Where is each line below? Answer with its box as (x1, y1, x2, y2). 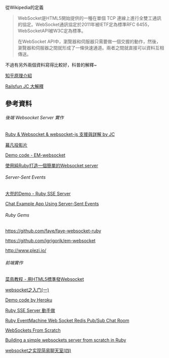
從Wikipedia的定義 (5, 5, 44, 10)
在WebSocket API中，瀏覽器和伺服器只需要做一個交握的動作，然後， (17, 38, 161, 44)
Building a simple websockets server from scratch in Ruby (5, 337, 126, 343)
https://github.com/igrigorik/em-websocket (5, 238, 96, 243)
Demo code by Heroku (5, 297, 52, 303)
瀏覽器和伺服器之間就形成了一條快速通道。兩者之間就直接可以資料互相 (17, 45, 164, 50)
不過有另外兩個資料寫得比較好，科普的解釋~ (5, 62, 97, 68)
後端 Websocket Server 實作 (5, 114, 64, 120)
